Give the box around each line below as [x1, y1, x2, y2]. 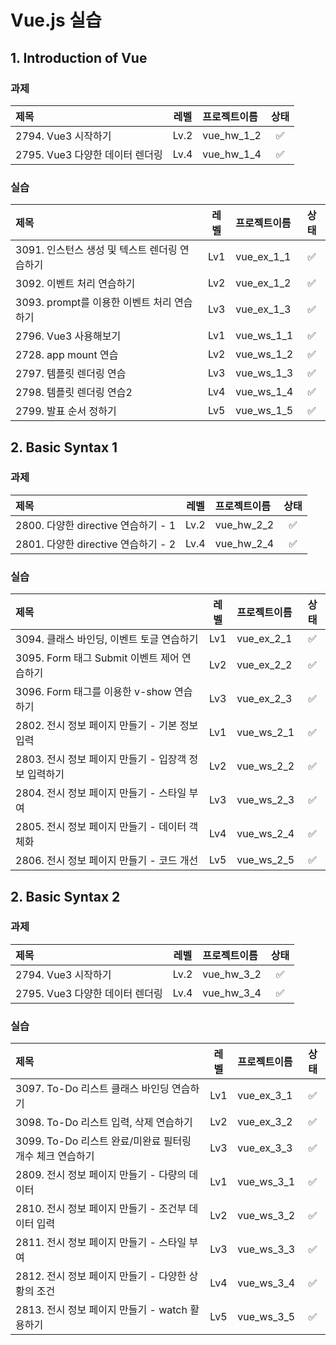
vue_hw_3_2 [202, 967, 262, 981]
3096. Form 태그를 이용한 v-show [15, 685, 172, 699]
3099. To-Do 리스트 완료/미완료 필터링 [15, 1134, 192, 1148]
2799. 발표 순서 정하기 [15, 404, 117, 418]
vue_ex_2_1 [236, 632, 293, 646]
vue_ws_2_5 [236, 853, 295, 867]
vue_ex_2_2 [236, 658, 293, 672]
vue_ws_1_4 [235, 385, 294, 399]
